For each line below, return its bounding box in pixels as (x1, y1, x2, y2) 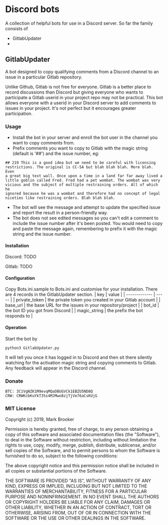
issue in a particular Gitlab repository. (5, 74, 83, 80)
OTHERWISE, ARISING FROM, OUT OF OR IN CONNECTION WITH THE (5, 510, 151, 516)
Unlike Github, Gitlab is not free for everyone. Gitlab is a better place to (5, 84, 151, 90)
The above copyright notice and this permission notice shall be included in (5, 463, 159, 469)
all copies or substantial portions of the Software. (5, 468, 107, 474)
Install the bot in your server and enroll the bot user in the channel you (12, 134, 158, 140)
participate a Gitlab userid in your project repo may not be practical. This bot (5, 94, 163, 100)
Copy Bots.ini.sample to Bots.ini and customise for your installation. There (5, 286, 158, 292)
